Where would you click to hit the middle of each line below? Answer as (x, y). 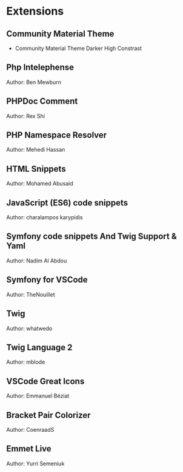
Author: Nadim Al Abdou (37, 261)
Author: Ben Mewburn (34, 82)
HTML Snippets (36, 169)
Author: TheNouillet (31, 294)
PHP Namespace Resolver (57, 135)
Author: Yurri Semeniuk (35, 463)
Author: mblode (26, 362)
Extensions (35, 11)
